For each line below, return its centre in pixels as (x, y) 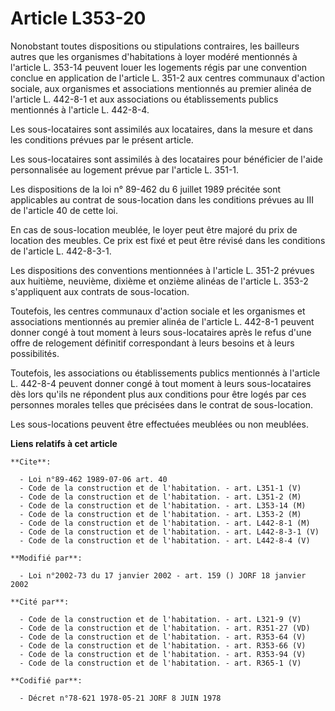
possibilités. (35, 353)
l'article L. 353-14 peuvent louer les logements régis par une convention (158, 67)
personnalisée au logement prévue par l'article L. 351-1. (125, 169)
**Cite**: (31, 462)
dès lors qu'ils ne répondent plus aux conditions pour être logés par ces (158, 394)
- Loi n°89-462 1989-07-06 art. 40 (93, 479)
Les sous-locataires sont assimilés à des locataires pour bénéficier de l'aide (166, 159)
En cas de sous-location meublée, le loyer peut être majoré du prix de (154, 229)
